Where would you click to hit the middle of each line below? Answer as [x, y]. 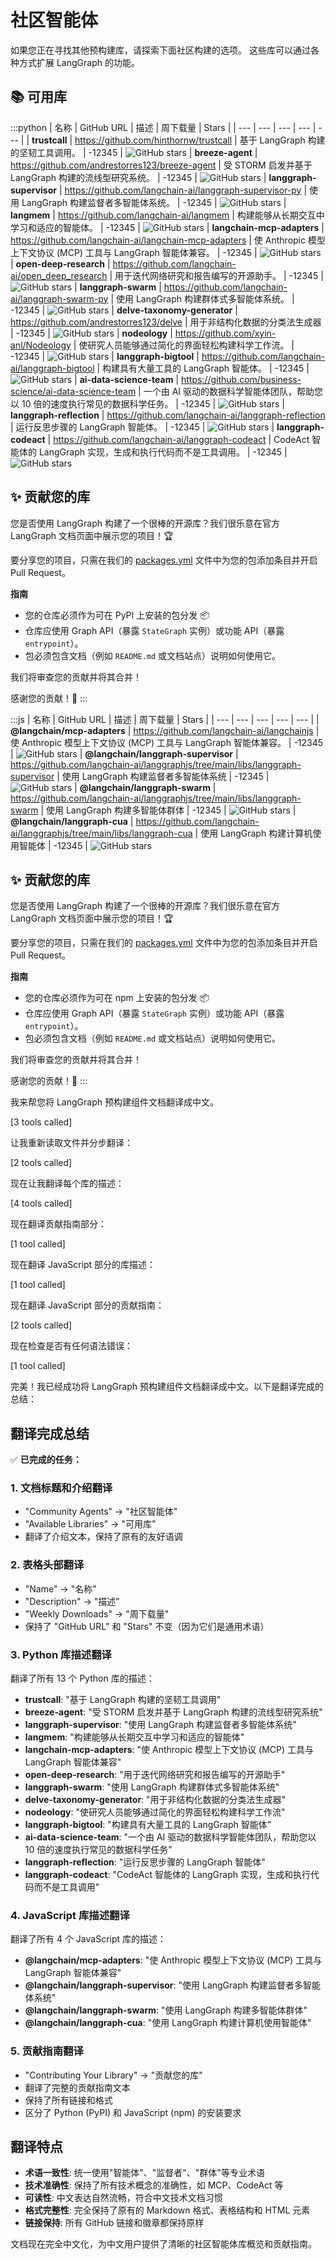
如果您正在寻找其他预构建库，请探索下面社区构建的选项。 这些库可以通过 [160, 50]
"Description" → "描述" [72, 1601]
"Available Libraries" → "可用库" [90, 1524]
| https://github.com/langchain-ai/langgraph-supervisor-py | [183, 190]
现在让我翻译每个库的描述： [67, 1183]
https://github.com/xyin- [225, 333]
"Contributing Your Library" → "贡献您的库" [113, 2075]
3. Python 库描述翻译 [61, 1654]
